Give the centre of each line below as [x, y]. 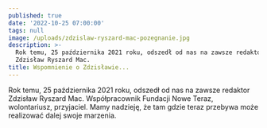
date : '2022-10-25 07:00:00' [56, 23]
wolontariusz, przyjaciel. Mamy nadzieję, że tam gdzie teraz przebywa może [133, 107]
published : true [35, 16]
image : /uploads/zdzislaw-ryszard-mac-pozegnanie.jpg [99, 38]
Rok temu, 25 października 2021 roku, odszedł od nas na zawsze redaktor [129, 90]
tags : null [26, 30]
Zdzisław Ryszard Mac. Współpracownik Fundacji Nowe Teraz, [111, 98]
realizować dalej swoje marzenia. [62, 115]
